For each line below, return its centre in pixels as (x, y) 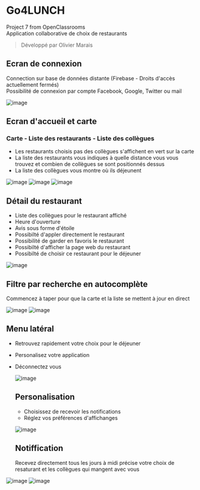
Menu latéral (30, 329)
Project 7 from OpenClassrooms (46, 27)
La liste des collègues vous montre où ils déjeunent (78, 171)
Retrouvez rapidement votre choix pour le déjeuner (78, 343)
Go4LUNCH (36, 10)
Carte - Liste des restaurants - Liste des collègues (80, 138)
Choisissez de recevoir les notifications (72, 412)
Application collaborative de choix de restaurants (67, 33)
